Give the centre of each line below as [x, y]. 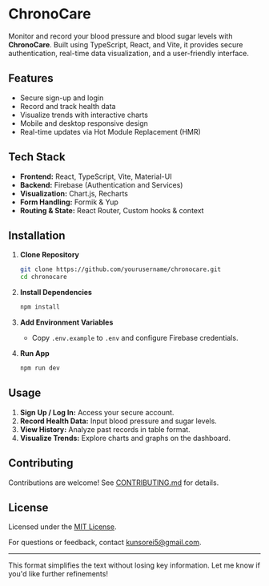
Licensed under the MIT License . [62, 527]
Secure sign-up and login [62, 98]
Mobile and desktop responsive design [84, 123]
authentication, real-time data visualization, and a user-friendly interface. [129, 53]
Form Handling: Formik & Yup [69, 202]
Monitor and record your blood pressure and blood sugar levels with [120, 36]
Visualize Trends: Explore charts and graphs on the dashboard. [125, 438]
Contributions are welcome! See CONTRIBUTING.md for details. [114, 483]
